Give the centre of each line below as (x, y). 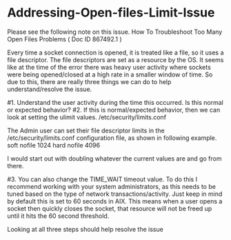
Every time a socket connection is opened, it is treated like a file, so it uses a (115, 52)
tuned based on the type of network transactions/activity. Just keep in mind (115, 194)
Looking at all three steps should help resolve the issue (85, 229)
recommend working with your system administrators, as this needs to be (111, 186)
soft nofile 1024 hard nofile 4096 (54, 145)
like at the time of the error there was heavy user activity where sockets (109, 67)
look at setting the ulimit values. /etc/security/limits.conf (87, 117)
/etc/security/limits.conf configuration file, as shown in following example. (112, 138)
